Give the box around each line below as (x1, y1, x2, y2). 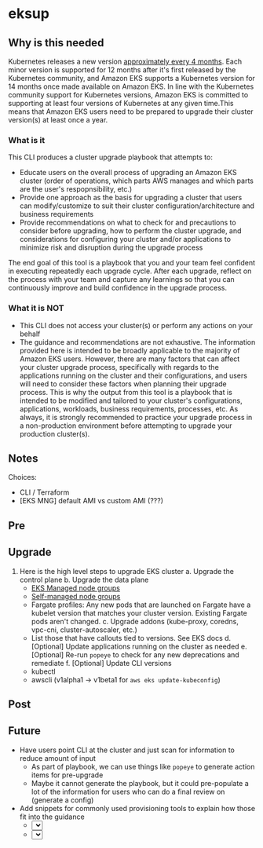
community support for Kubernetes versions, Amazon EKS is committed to (8, 90, 249, 99)
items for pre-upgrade (31, 770, 104, 780)
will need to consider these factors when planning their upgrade (19, 378, 227, 389)
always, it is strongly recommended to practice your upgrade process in (19, 412, 253, 422)
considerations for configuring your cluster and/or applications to (19, 235, 232, 244)
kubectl (31, 667, 57, 676)
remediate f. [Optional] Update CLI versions (31, 658, 172, 667)
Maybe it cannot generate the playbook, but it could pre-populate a (31, 778, 249, 788)
